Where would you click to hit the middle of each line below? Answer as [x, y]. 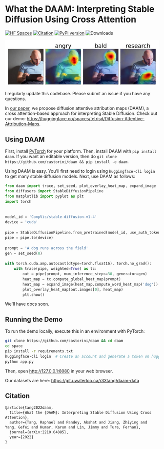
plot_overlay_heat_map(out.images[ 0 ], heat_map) [73, 290]
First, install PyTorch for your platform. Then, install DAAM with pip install [81, 151]
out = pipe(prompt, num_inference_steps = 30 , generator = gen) [85, 274]
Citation [18, 396]
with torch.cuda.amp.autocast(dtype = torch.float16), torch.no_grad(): [78, 264]
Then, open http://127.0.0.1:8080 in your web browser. [59, 371]
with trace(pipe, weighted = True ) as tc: [55, 269]
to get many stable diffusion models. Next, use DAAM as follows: [70, 176]
